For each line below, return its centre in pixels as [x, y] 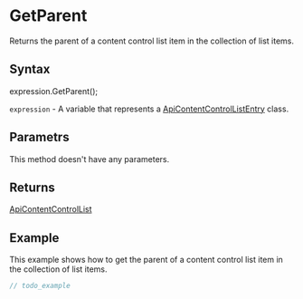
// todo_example [40, 286]
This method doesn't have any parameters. [90, 159]
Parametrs [39, 137]
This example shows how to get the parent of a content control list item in [146, 260]
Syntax [30, 69]
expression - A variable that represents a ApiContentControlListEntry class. [149, 109]
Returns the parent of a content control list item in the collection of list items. [152, 41]
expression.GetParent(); [53, 91]
